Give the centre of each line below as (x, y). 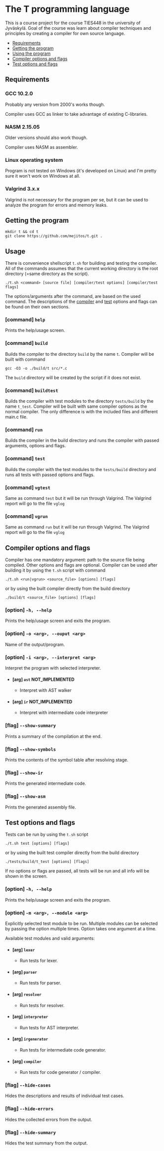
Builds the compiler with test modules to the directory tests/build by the (79, 401)
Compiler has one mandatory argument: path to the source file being (75, 560)
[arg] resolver (27, 994)
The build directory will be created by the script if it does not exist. (73, 378)
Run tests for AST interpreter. (49, 1027)
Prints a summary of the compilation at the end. (54, 736)
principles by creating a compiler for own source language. (65, 33)
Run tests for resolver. (42, 1005)
